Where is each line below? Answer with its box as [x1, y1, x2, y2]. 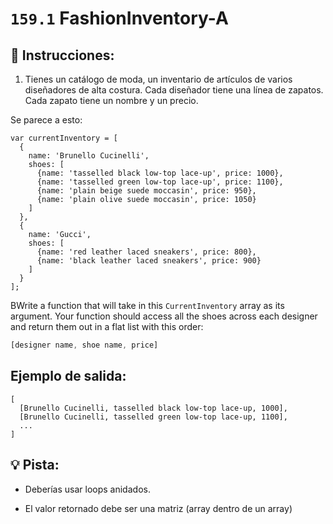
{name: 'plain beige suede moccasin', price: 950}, [36, 186, 257, 196]
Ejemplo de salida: [10, 368, 127, 385]
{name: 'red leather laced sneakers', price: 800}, [36, 247, 257, 257]
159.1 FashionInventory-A [10, 7, 229, 30]
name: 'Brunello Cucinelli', [28, 151, 150, 161]
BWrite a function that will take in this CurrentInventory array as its [10, 300, 285, 311]
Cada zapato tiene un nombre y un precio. [24, 95, 199, 106]
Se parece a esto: [10, 114, 83, 126]
